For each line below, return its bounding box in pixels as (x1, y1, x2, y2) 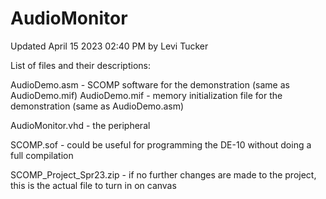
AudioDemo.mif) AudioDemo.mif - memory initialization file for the (10, 89, 283, 101)
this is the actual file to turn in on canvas (10, 179, 177, 191)
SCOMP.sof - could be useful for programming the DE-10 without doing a (10, 138, 312, 151)
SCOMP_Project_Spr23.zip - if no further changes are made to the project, (10, 168, 317, 181)
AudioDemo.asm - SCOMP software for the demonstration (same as (10, 78, 290, 91)
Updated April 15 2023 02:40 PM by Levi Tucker (10, 40, 209, 52)
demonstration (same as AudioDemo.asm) (10, 100, 185, 112)
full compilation (10, 149, 74, 161)
